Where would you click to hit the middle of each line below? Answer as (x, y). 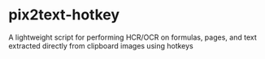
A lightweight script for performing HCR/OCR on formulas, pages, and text (133, 37)
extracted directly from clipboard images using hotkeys (101, 45)
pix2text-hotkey (64, 15)
